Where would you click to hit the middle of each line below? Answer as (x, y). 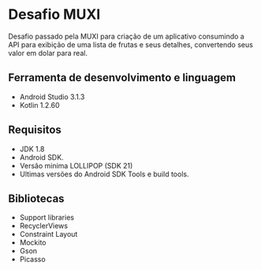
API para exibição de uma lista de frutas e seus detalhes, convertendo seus (131, 44)
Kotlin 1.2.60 (40, 105)
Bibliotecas (36, 198)
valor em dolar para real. (48, 53)
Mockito (33, 242)
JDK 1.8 (32, 149)
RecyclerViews (44, 226)
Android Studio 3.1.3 (52, 97)
